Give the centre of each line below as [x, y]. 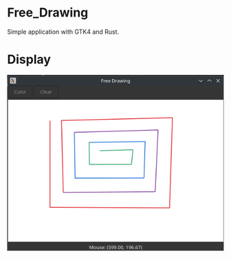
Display [29, 60]
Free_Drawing [48, 13]
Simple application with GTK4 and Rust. [63, 32]
